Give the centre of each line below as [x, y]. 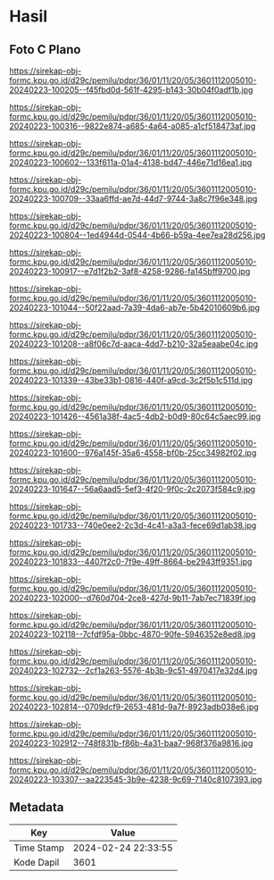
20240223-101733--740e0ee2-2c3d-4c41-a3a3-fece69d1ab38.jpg [133, 525]
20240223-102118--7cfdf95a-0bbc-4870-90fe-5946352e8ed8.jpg [133, 634]
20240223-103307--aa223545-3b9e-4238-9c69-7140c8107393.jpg [136, 779]
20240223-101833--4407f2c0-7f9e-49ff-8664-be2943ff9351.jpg [131, 562]
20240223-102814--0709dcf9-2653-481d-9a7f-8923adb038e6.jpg [134, 707]
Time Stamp [39, 848]
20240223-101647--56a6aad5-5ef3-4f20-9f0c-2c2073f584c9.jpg [133, 489]
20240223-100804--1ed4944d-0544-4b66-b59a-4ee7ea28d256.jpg [137, 235]
